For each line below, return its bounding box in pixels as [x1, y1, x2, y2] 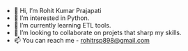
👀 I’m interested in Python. [13, 14, 90, 22]
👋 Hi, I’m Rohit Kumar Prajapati [13, 7, 102, 14]
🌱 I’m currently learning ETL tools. [13, 21, 111, 29]
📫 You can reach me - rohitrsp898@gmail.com [13, 37, 150, 44]
